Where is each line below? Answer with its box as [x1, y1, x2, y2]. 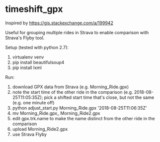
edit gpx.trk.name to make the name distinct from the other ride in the [12, 115, 155, 121]
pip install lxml [12, 65, 42, 71]
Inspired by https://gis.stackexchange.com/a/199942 [5, 20, 113, 26]
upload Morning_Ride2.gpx [12, 126, 68, 132]
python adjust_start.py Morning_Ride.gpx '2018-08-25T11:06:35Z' [12, 105, 148, 111]
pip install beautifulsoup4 [12, 59, 65, 65]
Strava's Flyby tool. [5, 35, 45, 41]
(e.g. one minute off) [12, 99, 55, 105]
